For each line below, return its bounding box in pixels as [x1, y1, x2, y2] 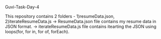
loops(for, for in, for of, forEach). [5, 29, 70, 34]
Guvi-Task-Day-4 [5, 4, 40, 10]
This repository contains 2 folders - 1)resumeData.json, [5, 13, 115, 19]
